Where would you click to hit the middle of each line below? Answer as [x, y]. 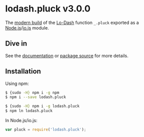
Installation [23, 71]
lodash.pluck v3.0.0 [48, 9]
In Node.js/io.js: [21, 120]
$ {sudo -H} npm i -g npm [32, 92]
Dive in [16, 44]
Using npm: [17, 83]
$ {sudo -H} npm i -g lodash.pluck [42, 106]
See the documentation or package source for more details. [67, 55]
